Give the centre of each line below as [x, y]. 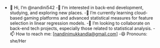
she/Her [18, 41]
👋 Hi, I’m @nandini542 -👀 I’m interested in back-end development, [77, 8]
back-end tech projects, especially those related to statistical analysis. [81, 28]
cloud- [141, 13]
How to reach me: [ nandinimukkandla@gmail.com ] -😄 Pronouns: [81, 34]
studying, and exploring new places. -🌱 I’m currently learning [71, 13]
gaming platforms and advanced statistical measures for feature [88, 18]
